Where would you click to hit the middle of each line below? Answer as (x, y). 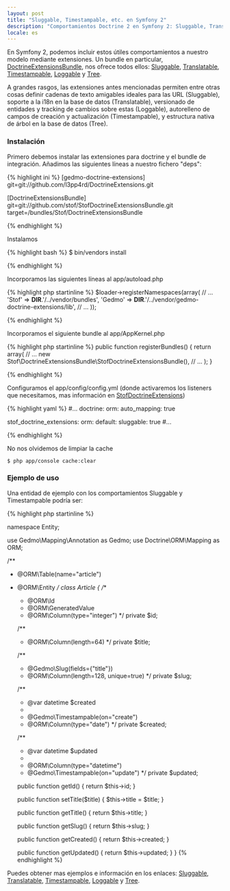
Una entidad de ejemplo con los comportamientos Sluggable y (95, 493)
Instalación (26, 141)
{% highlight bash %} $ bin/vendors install (67, 252)
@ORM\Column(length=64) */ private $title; (89, 642)
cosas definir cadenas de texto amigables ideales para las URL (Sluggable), (114, 95)
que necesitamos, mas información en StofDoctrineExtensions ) (96, 395)
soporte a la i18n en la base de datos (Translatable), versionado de (101, 102)
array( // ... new (29, 354)
